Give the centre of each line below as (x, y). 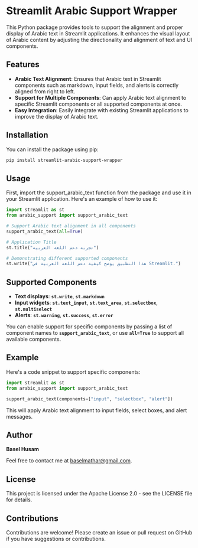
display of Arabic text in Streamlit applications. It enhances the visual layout (98, 33)
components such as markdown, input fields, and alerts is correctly (97, 85)
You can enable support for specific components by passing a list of (89, 327)
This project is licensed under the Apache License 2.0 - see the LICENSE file (99, 494)
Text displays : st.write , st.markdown (60, 296)
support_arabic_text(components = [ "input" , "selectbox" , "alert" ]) (90, 399)
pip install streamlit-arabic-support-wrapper (64, 160)
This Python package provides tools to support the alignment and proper (95, 27)
